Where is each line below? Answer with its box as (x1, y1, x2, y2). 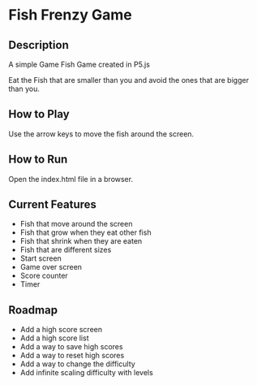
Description (8, 38, 69, 52)
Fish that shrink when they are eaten (19, 236, 143, 246)
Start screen (19, 253, 62, 263)
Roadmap (8, 303, 58, 317)
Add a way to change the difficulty (19, 359, 135, 369)
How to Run (8, 153, 68, 167)
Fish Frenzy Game (8, 6, 132, 24)
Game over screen (19, 262, 83, 272)
